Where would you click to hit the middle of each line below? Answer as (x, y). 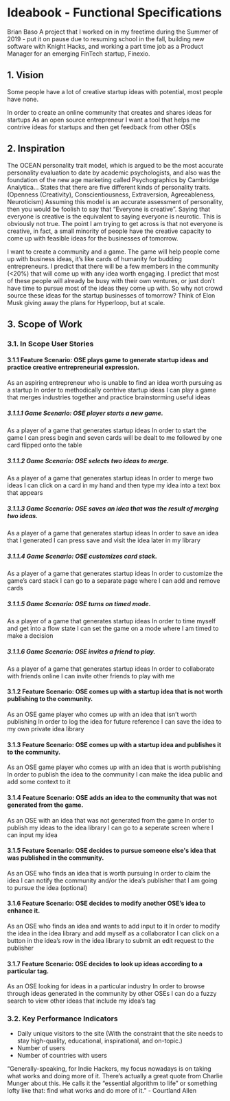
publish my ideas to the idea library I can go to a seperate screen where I (110, 827)
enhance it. (24, 911)
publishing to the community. (50, 699)
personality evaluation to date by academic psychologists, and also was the (114, 173)
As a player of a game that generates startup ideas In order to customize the (115, 573)
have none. (23, 99)
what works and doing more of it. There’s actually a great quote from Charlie (115, 1076)
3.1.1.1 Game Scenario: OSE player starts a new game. (85, 413)
